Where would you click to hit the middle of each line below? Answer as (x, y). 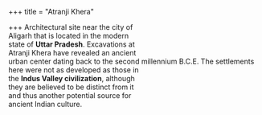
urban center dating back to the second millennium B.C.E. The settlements (131, 61)
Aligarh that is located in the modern (69, 36)
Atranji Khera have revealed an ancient (72, 53)
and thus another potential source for (70, 95)
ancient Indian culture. (45, 104)
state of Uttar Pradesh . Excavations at (72, 44)
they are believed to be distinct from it (71, 87)
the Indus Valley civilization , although (72, 78)
